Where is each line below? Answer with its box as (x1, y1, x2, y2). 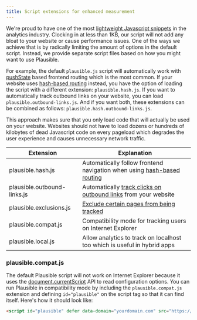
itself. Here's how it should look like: (6, 297, 93, 304)
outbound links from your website (81, 190, 175, 198)
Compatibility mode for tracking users (81, 217, 186, 225)
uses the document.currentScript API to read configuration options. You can (6, 278, 190, 285)
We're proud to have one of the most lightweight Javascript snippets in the (6, 25, 186, 32)
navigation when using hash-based (81, 166, 181, 174)
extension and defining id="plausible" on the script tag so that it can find (6, 290, 184, 297)
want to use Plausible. (6, 56, 60, 63)
